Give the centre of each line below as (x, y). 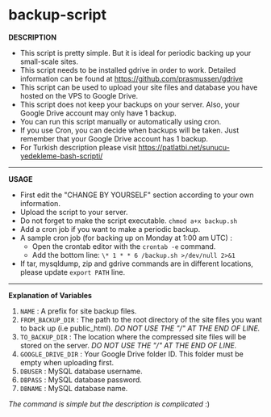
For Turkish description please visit (78, 147)
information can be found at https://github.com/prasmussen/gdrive (131, 78)
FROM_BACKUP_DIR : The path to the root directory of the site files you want (141, 319)
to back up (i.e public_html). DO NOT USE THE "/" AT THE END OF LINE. (140, 328)
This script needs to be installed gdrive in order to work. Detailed (128, 69)
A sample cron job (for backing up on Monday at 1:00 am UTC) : (126, 238)
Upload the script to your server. (74, 212)
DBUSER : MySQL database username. (81, 371)
